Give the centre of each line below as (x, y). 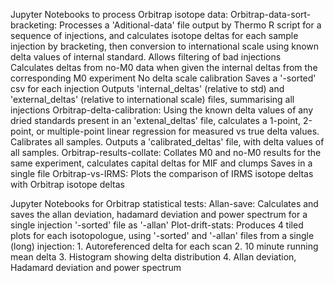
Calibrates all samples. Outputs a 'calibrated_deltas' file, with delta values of (167, 142)
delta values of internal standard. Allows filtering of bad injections (146, 57)
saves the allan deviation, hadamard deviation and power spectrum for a (159, 214)
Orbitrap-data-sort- (271, 14)
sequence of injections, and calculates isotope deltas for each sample (154, 35)
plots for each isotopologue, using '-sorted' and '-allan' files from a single (162, 235)
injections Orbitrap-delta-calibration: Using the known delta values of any (162, 110)
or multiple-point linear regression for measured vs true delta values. (178, 131)
